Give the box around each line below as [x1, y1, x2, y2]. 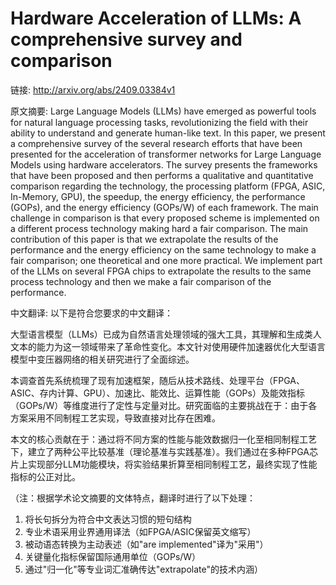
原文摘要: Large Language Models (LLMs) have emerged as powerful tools [10, 105, 317, 117]
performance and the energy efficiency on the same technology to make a [10, 243, 317, 256]
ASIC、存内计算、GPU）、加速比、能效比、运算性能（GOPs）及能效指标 [10, 387, 305, 399]
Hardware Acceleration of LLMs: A [10, 7, 302, 30]
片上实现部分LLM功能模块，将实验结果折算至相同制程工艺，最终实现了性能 [10, 458, 318, 470]
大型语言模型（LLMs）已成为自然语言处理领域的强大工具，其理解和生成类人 [10, 328, 322, 340]
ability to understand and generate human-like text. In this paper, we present [10, 127, 326, 139]
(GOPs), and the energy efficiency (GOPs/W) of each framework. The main [10, 201, 319, 213]
